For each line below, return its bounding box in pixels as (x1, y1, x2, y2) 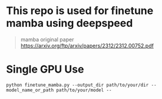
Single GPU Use (6, 63, 84, 76)
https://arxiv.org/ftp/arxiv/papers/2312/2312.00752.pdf (20, 42, 154, 49)
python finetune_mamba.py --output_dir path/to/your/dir (6, 82, 149, 88)
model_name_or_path (6, 87, 54, 93)
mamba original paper (20, 36, 74, 43)
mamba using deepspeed (6, 16, 133, 30)
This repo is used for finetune (6, 4, 154, 18)
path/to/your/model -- (56, 87, 112, 93)
